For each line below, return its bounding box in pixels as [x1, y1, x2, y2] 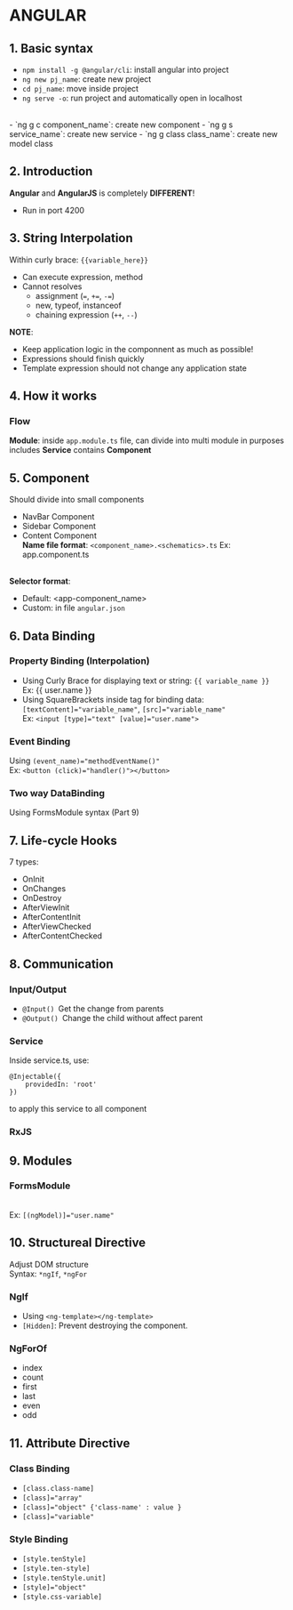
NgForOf [9, 1342, 47, 1355]
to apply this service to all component [9, 1104, 147, 1115]
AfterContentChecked [21, 930, 103, 941]
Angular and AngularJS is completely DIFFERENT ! [9, 188, 195, 198]
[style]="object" [21, 1583, 87, 1592]
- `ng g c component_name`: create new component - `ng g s [9, 119, 234, 130]
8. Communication [9, 956, 114, 971]
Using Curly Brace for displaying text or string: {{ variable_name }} [21, 675, 270, 686]
